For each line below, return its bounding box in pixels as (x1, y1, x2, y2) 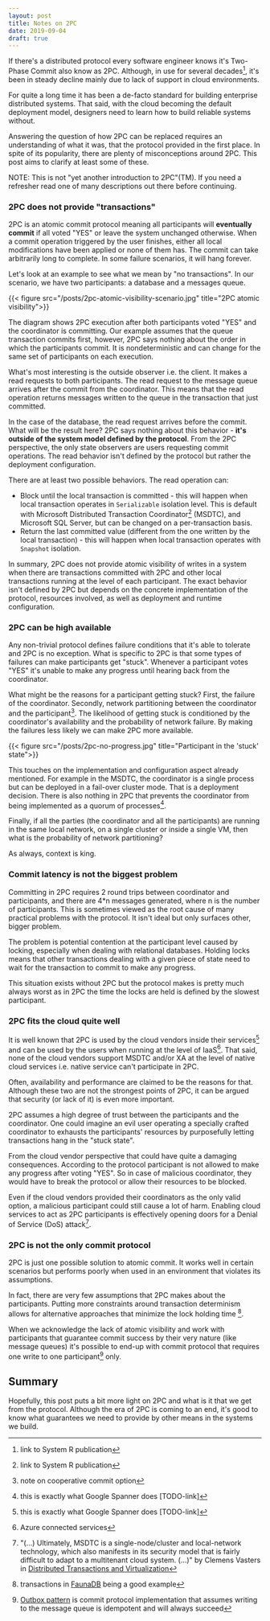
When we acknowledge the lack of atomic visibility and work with (8, 1324, 225, 1334)
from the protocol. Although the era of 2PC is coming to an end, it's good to (8, 1405, 259, 1414)
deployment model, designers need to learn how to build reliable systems (8, 107, 252, 117)
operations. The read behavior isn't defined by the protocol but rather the (8, 451, 252, 461)
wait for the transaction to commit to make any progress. (8, 962, 196, 972)
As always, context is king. (8, 849, 96, 859)
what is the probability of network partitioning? (8, 833, 163, 843)
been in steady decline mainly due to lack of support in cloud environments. (8, 74, 260, 84)
